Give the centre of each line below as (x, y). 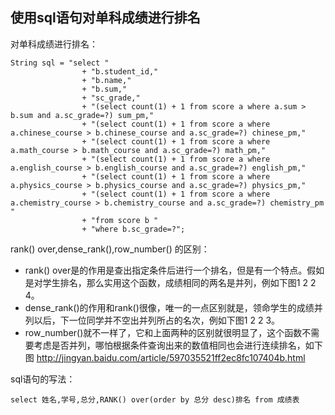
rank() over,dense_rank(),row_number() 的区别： (110, 249)
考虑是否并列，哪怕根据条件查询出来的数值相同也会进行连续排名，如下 (178, 345)
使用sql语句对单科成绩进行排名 (105, 18)
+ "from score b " (120, 220)
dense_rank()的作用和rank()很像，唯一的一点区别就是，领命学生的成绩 (169, 307)
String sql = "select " (60, 63)
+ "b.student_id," (120, 71)
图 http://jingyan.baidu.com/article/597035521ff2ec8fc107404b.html (165, 357)
